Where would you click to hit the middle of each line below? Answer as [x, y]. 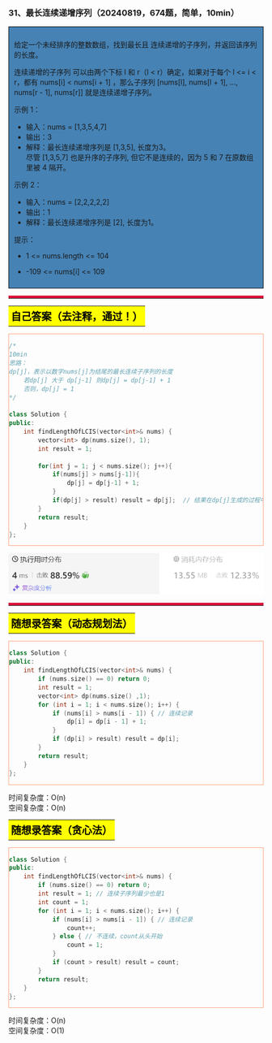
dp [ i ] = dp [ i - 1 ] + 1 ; [107, 722]
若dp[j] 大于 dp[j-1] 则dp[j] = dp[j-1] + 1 [97, 380]
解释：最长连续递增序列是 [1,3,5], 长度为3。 [98, 147]
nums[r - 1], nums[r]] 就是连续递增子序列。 [85, 93]
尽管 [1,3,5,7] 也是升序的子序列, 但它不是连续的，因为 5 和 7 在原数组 [140, 158]
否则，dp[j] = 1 [49, 389]
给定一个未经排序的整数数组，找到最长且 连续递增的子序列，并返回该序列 [136, 45]
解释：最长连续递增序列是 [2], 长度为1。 [92, 223]
